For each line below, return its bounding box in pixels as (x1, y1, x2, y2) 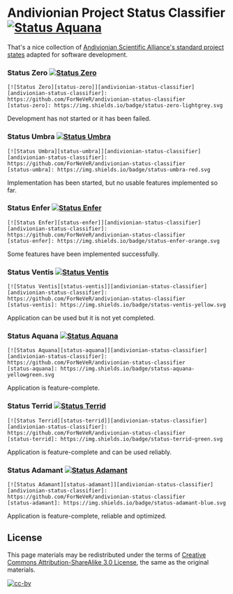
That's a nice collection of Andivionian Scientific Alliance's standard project (7, 43, 225, 51)
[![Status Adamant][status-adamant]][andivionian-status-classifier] (7, 481, 214, 488)
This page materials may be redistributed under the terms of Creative (7, 551, 206, 559)
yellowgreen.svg (7, 372, 54, 379)
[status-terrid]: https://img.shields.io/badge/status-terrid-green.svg (7, 435, 223, 442)
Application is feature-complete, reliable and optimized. (7, 512, 167, 521)
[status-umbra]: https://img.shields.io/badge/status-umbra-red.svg (7, 166, 211, 173)
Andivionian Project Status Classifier (7, 5, 225, 21)
